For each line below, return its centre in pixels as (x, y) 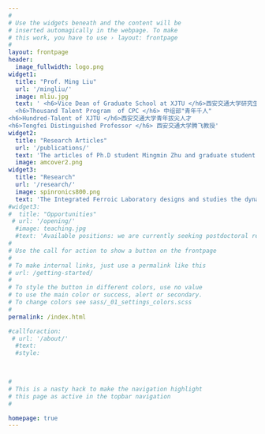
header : (21, 60)
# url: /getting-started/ (50, 273)
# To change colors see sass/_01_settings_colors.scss (100, 302)
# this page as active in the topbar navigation (90, 396)
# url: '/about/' (40, 338)
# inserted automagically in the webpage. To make (93, 30)
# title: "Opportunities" (52, 214)
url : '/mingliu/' (44, 89)
